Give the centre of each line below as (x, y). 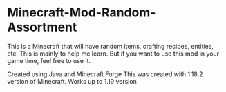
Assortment (42, 27)
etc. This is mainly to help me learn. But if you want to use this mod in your (113, 54)
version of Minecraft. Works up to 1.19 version (72, 81)
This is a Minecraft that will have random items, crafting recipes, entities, (111, 46)
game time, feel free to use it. (49, 60)
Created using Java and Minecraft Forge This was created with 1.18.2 (105, 74)
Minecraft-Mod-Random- (82, 13)
